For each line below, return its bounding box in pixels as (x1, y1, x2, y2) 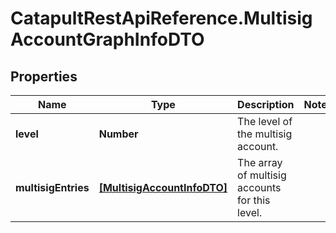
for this (237, 193, 271, 207)
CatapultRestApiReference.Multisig (10, 7, 313, 30)
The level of (237, 115, 293, 128)
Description (237, 98, 295, 111)
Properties (10, 68, 78, 85)
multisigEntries (15, 181, 90, 194)
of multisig (237, 168, 287, 182)
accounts (237, 181, 282, 194)
